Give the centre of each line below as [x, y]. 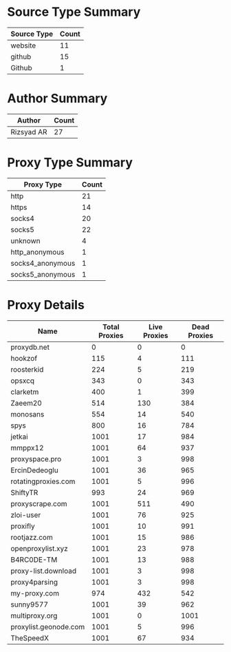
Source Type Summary [74, 12]
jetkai [20, 437]
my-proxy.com [35, 593]
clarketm [25, 392]
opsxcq [23, 381]
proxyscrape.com [39, 503]
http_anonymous [37, 252]
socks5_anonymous [43, 274]
